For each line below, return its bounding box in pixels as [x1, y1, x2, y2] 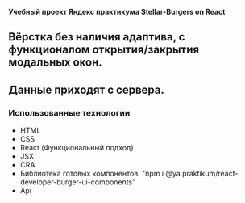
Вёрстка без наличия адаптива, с [8, 30, 185, 44]
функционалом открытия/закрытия [8, 43, 200, 57]
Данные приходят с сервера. [8, 82, 165, 96]
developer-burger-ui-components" [19, 177, 136, 187]
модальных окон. [8, 56, 102, 70]
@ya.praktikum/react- [164, 169, 239, 179]
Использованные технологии [8, 107, 131, 118]
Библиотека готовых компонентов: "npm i [19, 169, 164, 179]
